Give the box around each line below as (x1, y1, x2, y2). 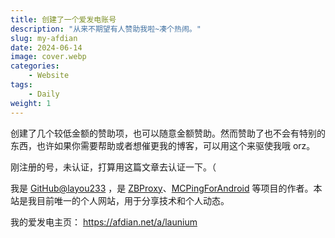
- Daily (28, 89, 60, 99)
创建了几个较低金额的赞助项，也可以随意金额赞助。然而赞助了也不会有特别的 (10, 127, 326, 139)
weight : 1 (10, 98, 52, 108)
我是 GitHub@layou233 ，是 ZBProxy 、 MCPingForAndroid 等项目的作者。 (10, 182, 314, 194)
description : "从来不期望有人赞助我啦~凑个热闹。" (10, 24, 202, 34)
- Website (28, 71, 70, 81)
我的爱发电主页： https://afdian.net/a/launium (10, 216, 198, 228)
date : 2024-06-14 (10, 42, 83, 53)
